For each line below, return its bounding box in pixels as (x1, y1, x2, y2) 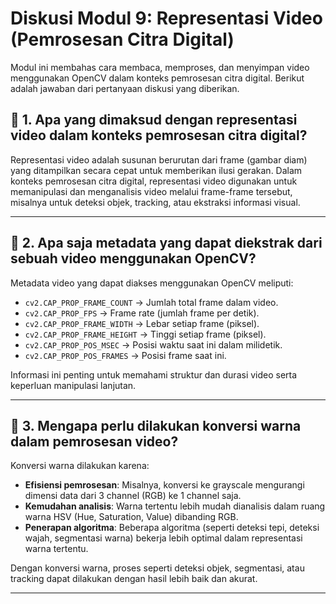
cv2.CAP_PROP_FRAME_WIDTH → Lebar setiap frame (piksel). (24, 317, 260, 329)
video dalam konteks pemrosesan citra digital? (10, 127, 308, 144)
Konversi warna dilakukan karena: (10, 460, 150, 472)
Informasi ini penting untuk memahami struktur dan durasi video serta (10, 368, 298, 381)
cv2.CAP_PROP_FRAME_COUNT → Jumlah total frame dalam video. (24, 296, 279, 308)
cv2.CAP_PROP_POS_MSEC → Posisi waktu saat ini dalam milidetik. (24, 338, 283, 351)
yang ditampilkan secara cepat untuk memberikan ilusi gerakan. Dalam (10, 164, 303, 176)
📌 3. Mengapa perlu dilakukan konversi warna (10, 417, 302, 434)
